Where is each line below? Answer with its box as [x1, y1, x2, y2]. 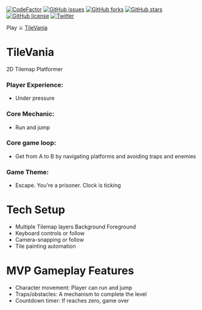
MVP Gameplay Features [6, 264, 134, 278]
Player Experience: [6, 80, 64, 89]
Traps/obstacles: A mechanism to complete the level [15, 291, 147, 298]
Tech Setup [6, 203, 66, 217]
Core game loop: [6, 139, 57, 147]
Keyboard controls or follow [15, 230, 85, 237]
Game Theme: [6, 167, 49, 176]
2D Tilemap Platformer [6, 65, 63, 72]
